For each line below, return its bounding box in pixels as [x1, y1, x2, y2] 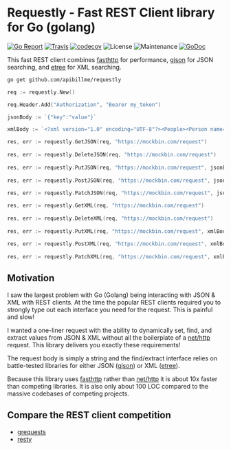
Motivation [7, 272, 55, 284]
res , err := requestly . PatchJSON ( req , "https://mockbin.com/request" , [7, 190, 214, 197]
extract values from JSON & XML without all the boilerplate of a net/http [7, 333, 211, 342]
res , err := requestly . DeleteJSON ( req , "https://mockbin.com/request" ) [7, 152, 217, 158]
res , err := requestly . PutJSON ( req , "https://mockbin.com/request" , [7, 164, 208, 171]
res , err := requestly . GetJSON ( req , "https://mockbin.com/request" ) [7, 139, 208, 145]
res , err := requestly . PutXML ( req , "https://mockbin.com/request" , [7, 227, 205, 235]
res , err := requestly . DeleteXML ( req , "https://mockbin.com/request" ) [7, 215, 214, 222]
